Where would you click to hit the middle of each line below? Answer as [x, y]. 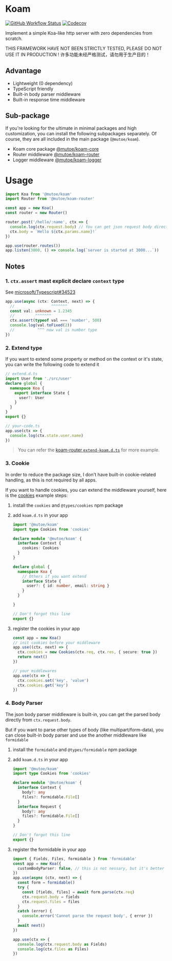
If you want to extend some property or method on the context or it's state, [84, 359]
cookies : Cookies [40, 548]
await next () [31, 926]
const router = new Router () [36, 213]
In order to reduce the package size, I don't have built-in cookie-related [81, 474]
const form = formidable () [46, 883]
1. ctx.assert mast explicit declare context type [65, 281]
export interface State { [42, 393]
